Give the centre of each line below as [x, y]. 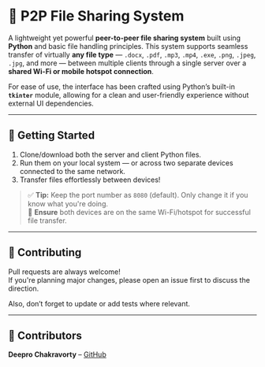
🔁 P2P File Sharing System [96, 16]
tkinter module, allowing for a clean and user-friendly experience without [129, 95]
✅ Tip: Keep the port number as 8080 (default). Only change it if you [138, 195]
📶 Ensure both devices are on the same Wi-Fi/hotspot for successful [139, 212]
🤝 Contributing [45, 252]
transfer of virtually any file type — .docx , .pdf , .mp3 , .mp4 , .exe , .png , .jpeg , [132, 54]
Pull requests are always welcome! [64, 272]
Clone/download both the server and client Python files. [110, 154]
